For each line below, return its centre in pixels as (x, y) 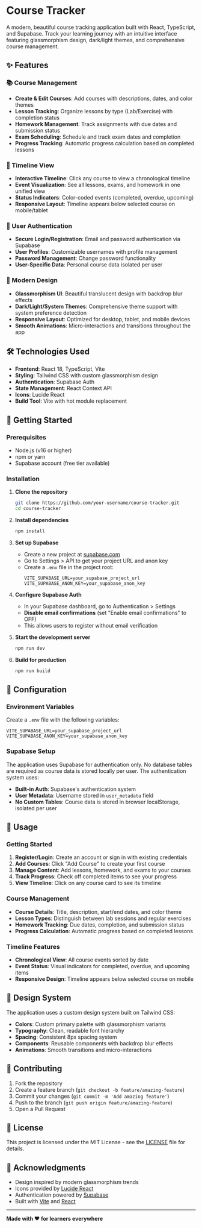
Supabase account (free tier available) (62, 463)
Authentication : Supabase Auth (55, 382)
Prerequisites (26, 437)
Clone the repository (41, 492)
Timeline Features (33, 946)
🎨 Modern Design (32, 280)
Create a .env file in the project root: (69, 567)
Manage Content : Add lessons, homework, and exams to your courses (103, 870)
